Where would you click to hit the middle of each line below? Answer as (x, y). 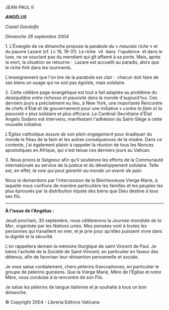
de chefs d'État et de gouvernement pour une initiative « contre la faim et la (84, 108)
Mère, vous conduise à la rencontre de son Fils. (54, 277)
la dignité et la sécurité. (29, 236)
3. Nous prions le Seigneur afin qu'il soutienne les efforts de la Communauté (84, 160)
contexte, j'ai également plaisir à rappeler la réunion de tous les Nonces (79, 145)
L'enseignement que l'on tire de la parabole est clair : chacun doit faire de (82, 77)
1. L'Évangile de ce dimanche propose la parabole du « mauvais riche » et (81, 46)
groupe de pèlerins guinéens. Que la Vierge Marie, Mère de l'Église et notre (83, 272)
